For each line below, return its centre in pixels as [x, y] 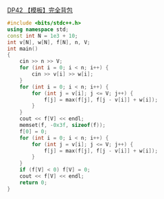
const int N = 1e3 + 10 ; [43, 36]
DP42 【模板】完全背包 [40, 10]
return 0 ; [34, 183]
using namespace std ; [38, 30]
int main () [23, 49]
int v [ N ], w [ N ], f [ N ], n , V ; [49, 42]
